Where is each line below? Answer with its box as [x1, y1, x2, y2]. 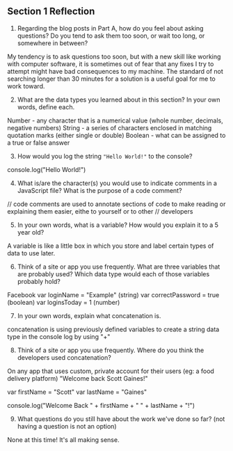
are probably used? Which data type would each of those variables [17, 269, 210, 278]
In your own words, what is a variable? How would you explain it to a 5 [17, 221, 219, 229]
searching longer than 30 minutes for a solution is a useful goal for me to [7, 74, 216, 83]
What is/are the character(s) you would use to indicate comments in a [17, 179, 217, 187]
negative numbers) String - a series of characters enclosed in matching [7, 123, 212, 132]
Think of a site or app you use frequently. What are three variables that [17, 262, 220, 271]
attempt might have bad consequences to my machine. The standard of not [7, 67, 224, 75]
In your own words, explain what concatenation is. [17, 311, 161, 319]
